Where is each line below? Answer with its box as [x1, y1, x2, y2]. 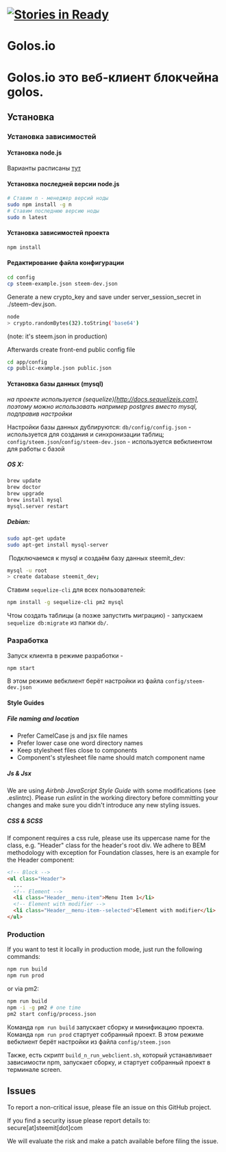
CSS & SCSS [7, 816, 43, 825]
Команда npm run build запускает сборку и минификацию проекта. [7, 1023, 204, 1031]
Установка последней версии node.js [7, 179, 120, 188]
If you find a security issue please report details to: [7, 1116, 151, 1125]
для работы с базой [7, 444, 65, 453]
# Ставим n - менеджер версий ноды [7, 195, 109, 202]
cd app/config [7, 358, 48, 366]
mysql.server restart [7, 503, 69, 510]
